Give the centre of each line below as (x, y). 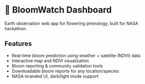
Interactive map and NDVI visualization (50, 61)
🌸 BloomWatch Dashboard (58, 10)
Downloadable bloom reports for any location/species (65, 71)
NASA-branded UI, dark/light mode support (55, 76)
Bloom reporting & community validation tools (57, 66)
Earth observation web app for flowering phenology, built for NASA (72, 23)
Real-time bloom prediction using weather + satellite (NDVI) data (76, 55)
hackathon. (16, 28)
